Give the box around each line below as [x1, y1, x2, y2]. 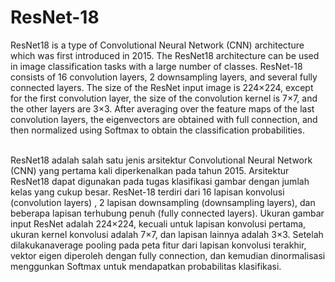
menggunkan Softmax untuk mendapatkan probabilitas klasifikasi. [10, 260, 282, 272]
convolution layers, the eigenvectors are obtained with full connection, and [10, 113, 318, 125]
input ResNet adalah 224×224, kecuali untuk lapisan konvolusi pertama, [10, 217, 307, 230]
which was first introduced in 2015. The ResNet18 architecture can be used [10, 49, 320, 61]
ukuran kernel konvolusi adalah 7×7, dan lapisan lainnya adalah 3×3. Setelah [10, 228, 324, 240]
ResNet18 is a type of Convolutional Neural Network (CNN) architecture [10, 39, 305, 51]
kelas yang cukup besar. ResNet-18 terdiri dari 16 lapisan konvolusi [10, 186, 285, 198]
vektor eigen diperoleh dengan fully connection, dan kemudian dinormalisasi [10, 249, 326, 261]
